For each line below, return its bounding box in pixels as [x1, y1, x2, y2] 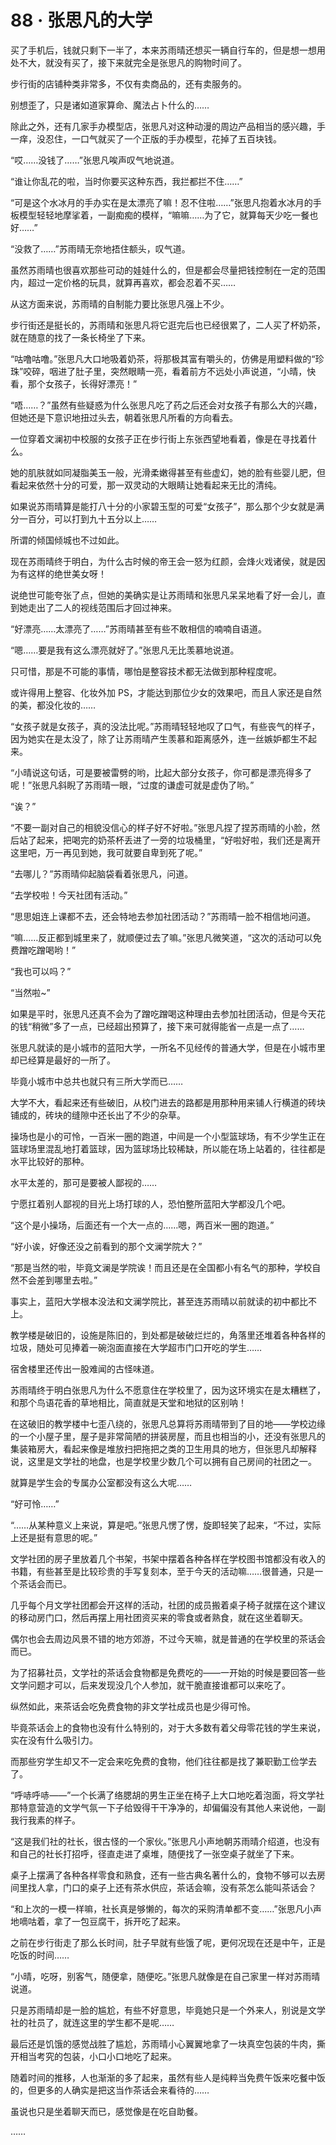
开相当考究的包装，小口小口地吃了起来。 [10, 2050, 177, 2062]
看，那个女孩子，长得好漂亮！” [10, 377, 138, 390]
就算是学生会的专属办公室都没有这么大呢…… [10, 1476, 193, 1488]
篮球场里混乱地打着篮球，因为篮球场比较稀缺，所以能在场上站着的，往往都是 [10, 1142, 326, 1155]
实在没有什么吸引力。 [10, 1734, 98, 1746]
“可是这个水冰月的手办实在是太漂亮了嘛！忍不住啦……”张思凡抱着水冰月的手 [10, 196, 322, 208]
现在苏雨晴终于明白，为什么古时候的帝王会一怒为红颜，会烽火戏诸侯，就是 [10, 555, 317, 567]
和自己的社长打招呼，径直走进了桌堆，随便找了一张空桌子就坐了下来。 [10, 1847, 300, 1860]
